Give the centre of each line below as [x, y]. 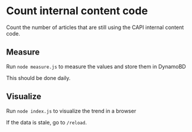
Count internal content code [77, 11]
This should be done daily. [38, 78]
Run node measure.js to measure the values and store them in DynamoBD [96, 66]
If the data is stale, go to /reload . [47, 122]
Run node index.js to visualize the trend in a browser [71, 111]
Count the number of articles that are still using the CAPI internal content [95, 27]
